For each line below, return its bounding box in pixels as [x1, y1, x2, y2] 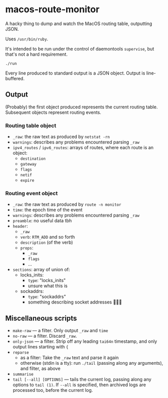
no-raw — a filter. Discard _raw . [12, 333, 77, 339]
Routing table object [5, 122, 57, 129]
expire [20, 178, 35, 183]
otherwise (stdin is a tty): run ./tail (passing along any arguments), [20, 360, 163, 366]
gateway [20, 162, 37, 167]
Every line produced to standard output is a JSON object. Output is [5, 70, 146, 76]
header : [12, 223, 28, 229]
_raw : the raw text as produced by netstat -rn [12, 134, 110, 140]
